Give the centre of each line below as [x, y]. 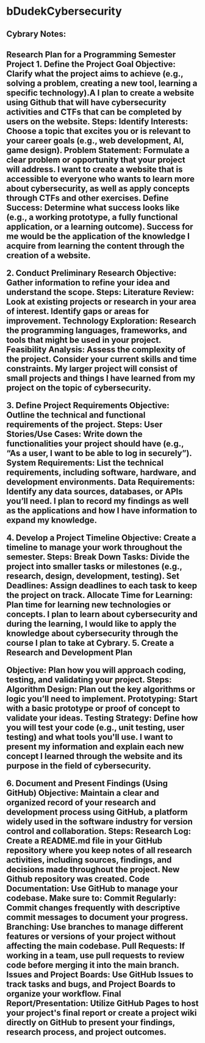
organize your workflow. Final [64, 994]
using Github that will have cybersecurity [86, 102]
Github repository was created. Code [78, 879]
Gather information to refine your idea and [88, 282]
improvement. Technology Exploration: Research [101, 320]
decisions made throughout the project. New [93, 869]
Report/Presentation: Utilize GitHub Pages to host [103, 1003]
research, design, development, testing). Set [93, 576]
